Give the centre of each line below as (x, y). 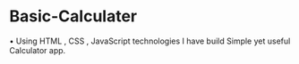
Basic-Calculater (73, 16)
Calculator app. (38, 50)
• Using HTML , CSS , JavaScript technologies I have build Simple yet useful (150, 41)
